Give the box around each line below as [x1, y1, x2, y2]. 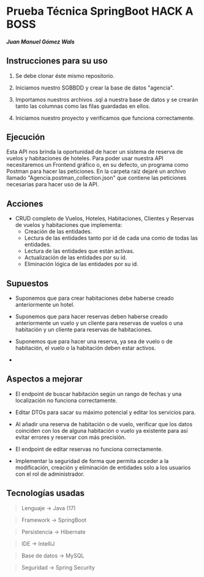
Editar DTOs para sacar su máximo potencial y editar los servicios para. [15, 408, 196, 416]
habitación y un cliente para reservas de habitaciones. [15, 326, 153, 334]
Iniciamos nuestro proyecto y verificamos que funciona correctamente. [15, 114, 195, 121]
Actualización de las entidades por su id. [24, 254, 127, 261]
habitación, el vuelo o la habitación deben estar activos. [15, 345, 156, 352]
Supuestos [6, 278, 49, 289]
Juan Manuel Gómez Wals [6, 38, 75, 45]
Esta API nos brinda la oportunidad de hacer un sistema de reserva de [6, 148, 183, 156]
